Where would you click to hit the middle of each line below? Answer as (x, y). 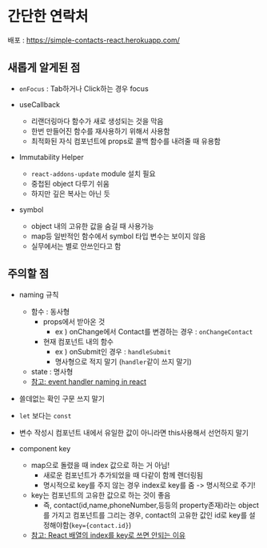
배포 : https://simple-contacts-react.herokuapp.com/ (94, 40)
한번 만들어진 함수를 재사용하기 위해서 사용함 (100, 131)
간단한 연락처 (48, 16)
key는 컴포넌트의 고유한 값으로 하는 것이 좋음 (101, 495)
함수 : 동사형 (50, 311)
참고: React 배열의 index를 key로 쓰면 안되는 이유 (108, 535)
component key (45, 448)
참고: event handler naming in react (89, 382)
